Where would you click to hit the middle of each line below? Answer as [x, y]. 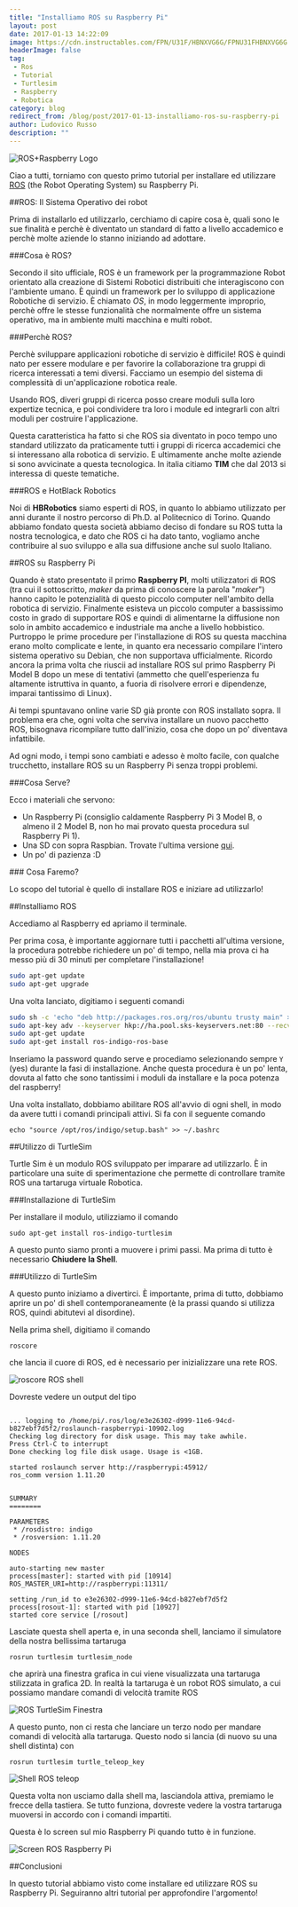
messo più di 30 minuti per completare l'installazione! [107, 959]
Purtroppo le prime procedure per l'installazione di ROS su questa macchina [148, 637]
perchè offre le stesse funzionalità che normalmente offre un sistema [135, 310]
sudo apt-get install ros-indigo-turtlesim [91, 1234]
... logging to [37, 1421]
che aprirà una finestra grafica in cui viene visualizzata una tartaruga [135, 1674]
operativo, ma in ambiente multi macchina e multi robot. [111, 320]
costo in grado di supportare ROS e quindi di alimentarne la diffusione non [145, 617]
